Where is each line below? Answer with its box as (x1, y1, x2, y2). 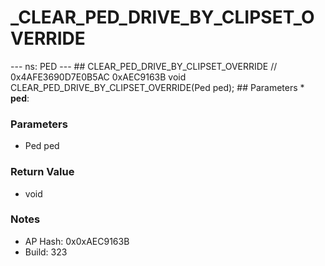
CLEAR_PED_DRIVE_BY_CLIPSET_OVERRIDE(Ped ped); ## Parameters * (10, 81, 305, 93)
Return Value (10, 165, 75, 179)
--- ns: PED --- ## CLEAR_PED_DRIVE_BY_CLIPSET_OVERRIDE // (10, 60, 278, 72)
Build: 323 (24, 246, 68, 258)
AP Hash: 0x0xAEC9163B (24, 235, 130, 247)
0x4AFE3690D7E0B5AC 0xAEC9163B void (10, 71, 187, 83)
